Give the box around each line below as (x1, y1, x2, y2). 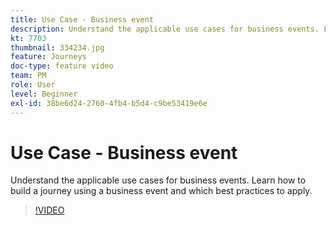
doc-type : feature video (10, 61, 114, 71)
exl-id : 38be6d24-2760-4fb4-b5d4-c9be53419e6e (10, 98, 208, 108)
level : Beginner (10, 89, 78, 99)
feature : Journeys (10, 52, 87, 62)
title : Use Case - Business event (10, 14, 155, 25)
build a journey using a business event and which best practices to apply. (10, 185, 313, 197)
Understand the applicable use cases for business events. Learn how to (10, 174, 307, 186)
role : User (10, 80, 56, 90)
